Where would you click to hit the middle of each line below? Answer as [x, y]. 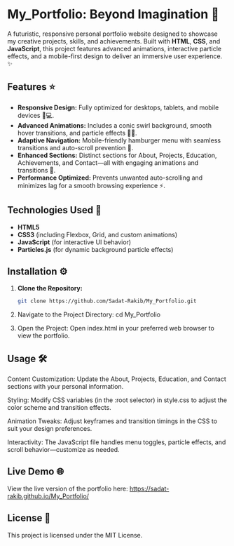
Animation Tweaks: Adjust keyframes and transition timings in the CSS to [112, 421]
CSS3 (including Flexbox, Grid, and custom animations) [97, 234]
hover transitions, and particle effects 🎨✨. [77, 133]
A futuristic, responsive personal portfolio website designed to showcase [113, 34]
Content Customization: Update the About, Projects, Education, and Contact [117, 379]
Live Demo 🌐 [36, 472]
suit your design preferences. [50, 429]
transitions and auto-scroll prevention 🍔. [75, 147]
